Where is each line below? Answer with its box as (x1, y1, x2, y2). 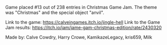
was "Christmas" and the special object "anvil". (5, 9, 104, 15)
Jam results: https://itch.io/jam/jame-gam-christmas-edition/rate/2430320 (5, 24, 162, 30)
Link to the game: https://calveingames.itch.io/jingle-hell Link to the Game (5, 19, 160, 25)
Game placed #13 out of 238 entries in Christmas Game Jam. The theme (5, 4, 157, 10)
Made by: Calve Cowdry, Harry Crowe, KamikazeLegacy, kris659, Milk (5, 34, 153, 40)
